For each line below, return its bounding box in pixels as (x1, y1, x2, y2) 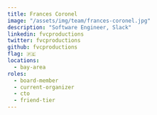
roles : (7, 70, 27, 77)
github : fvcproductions (7, 44, 78, 51)
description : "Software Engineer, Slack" (7, 24, 132, 31)
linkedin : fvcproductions (7, 30, 84, 38)
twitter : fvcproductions (7, 37, 81, 44)
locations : (7, 57, 40, 64)
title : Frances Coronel (7, 10, 78, 18)
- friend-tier (13, 97, 55, 104)
